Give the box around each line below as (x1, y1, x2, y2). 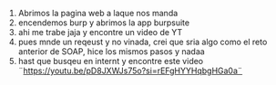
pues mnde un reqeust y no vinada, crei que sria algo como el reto (17, 36, 268, 47)
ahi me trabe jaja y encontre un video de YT (17, 27, 183, 37)
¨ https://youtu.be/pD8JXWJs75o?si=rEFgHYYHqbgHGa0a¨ (17, 65, 243, 76)
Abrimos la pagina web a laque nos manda (17, 8, 179, 18)
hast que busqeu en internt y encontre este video (17, 56, 204, 66)
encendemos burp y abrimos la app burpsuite (17, 17, 189, 28)
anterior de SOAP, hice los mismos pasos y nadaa (17, 46, 205, 57)
